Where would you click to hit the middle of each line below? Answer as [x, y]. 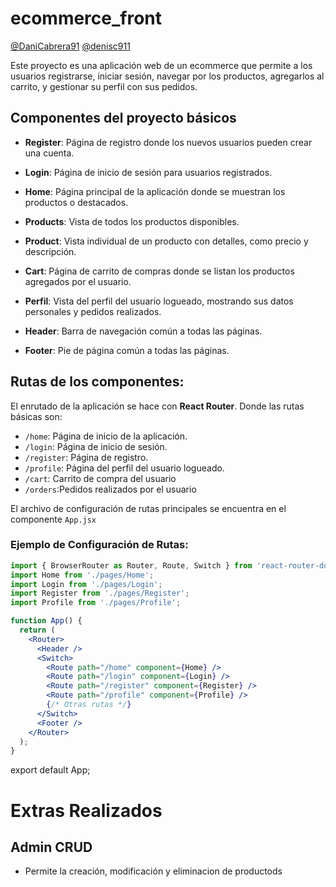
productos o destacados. [76, 202]
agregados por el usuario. [78, 281]
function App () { [46, 621]
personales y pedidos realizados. [93, 311]
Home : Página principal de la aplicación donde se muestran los [155, 191]
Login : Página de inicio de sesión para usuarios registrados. [148, 172]
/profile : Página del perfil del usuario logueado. [124, 468]
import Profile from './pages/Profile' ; [96, 603]
